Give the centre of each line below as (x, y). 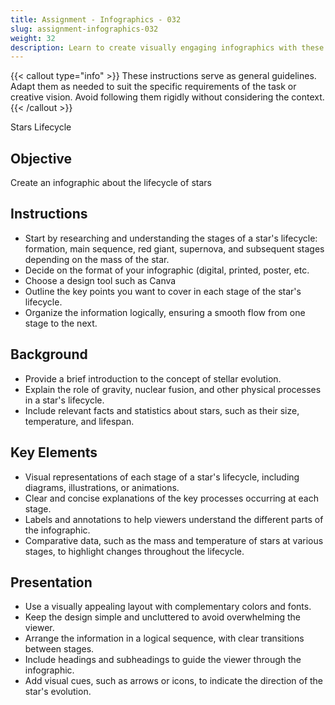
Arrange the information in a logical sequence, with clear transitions (164, 638)
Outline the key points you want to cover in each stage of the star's (163, 291)
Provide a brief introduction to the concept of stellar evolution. (153, 378)
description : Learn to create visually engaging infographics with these (167, 47)
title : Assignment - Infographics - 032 (96, 19)
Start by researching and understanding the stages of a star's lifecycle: (171, 238)
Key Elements (54, 452)
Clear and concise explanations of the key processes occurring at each (171, 498)
